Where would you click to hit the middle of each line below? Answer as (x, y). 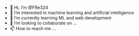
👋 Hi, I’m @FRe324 (29, 8)
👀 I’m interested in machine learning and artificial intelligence (72, 13)
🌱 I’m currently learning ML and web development (61, 18)
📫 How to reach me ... (33, 28)
